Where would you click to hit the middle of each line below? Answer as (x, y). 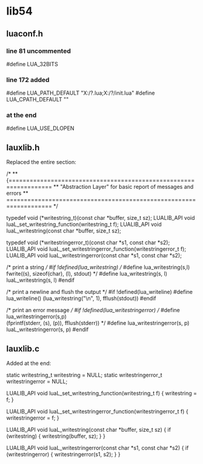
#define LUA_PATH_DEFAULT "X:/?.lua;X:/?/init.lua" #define (81, 93)
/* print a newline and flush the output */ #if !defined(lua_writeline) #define (99, 292)
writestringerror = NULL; (37, 381)
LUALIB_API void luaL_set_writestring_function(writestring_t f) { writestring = (102, 394)
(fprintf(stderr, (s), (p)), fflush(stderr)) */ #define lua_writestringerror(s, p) (98, 323)
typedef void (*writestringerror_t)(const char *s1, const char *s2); (88, 243)
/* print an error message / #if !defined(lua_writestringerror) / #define (93, 310)
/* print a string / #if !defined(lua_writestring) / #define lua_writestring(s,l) (98, 267)
